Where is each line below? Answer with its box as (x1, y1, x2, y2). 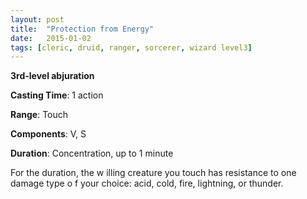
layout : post (10, 14, 65, 25)
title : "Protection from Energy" (10, 24, 155, 34)
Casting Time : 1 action (10, 89, 104, 101)
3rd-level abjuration (10, 70, 95, 82)
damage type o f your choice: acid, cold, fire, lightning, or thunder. (10, 177, 284, 190)
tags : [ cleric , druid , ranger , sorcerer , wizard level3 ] (10, 42, 253, 53)
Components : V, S (10, 128, 87, 140)
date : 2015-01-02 (10, 33, 92, 43)
